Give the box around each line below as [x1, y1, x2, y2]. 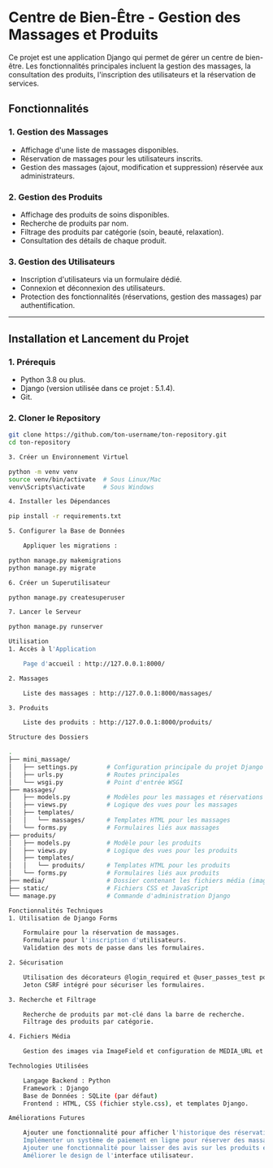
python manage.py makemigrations [8, 556, 122, 564]
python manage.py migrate [8, 564, 96, 572]
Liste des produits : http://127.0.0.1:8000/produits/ [23, 718, 213, 727]
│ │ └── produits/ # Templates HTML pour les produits [8, 862, 231, 870]
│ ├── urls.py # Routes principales [8, 771, 180, 779]
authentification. [19, 301, 76, 310]
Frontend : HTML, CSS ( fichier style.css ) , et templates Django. [23, 1100, 249, 1108]
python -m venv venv [8, 468, 79, 476]
